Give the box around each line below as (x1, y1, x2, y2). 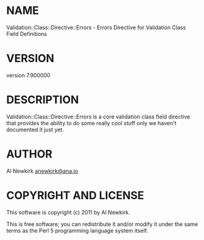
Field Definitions (6, 30, 47, 37)
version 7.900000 (6, 71, 51, 79)
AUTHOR (6, 147, 53, 161)
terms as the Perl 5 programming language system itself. (6, 227, 148, 234)
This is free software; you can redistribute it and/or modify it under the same (6, 220, 198, 228)
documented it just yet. (6, 126, 64, 133)
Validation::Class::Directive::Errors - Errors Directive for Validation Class (6, 24, 186, 31)
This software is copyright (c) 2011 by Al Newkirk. (6, 208, 131, 216)
